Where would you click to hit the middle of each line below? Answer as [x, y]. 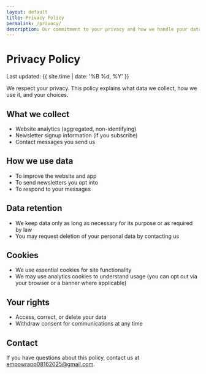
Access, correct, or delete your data [61, 317]
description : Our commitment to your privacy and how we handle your [97, 29]
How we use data [40, 161]
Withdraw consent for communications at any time [79, 324]
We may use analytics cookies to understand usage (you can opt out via [106, 277]
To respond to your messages [53, 189]
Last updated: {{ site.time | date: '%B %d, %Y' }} [68, 77]
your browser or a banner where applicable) [71, 283]
